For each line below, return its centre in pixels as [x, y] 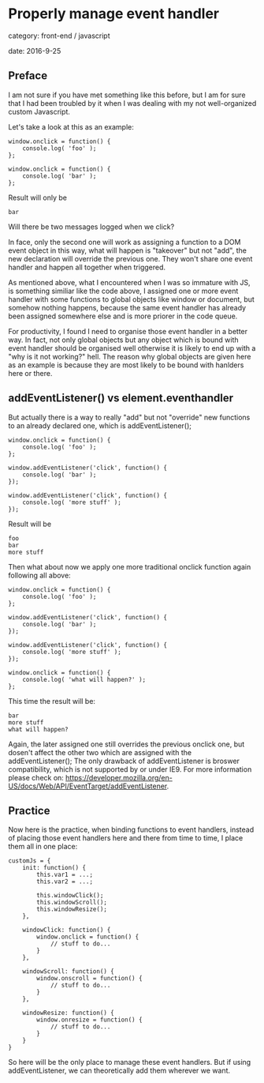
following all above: [39, 575]
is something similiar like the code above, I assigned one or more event [123, 291]
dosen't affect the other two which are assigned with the [100, 752]
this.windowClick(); [70, 896]
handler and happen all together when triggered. [87, 267]
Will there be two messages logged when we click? [91, 227]
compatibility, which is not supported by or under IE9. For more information [130, 769]
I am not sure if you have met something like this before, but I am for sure [127, 95]
